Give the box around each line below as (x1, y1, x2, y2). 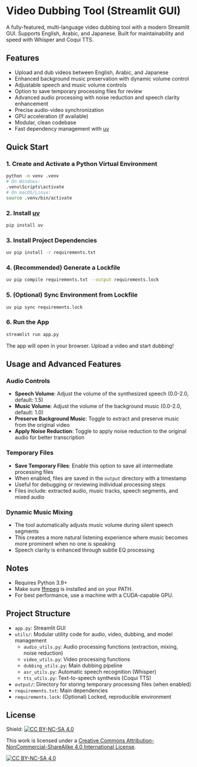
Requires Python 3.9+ (14, 579, 68, 586)
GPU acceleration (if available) (14, 112, 89, 119)
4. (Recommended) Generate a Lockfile (6, 264, 121, 272)
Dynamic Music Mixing (6, 508, 73, 516)
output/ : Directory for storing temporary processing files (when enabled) (14, 680, 192, 688)
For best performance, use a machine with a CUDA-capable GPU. (14, 592, 173, 599)
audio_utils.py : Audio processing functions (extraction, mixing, (23, 643, 178, 650)
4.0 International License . (74, 743, 136, 751)
